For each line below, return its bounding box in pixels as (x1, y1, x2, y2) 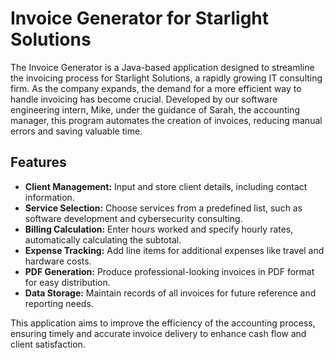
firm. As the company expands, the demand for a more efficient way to (10, 82, 302, 94)
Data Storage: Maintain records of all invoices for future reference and (24, 287, 317, 299)
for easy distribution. (24, 276, 111, 288)
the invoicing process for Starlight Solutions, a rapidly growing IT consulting (10, 72, 323, 84)
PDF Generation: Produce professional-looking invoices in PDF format (24, 265, 315, 277)
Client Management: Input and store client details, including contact (24, 180, 308, 192)
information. (24, 191, 75, 203)
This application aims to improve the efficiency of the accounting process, (10, 317, 316, 329)
